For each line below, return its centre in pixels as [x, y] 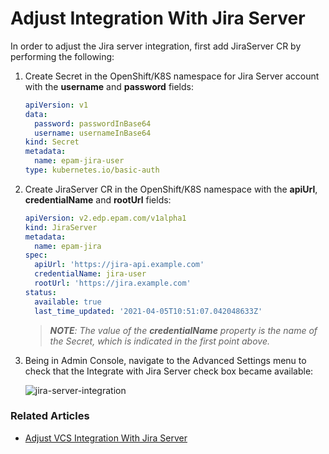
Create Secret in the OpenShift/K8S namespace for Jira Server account [172, 76]
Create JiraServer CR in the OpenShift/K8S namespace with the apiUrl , [171, 189]
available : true [68, 302]
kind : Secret [52, 142]
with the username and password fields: [109, 86]
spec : [36, 255]
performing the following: [62, 56]
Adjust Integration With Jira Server [158, 18]
